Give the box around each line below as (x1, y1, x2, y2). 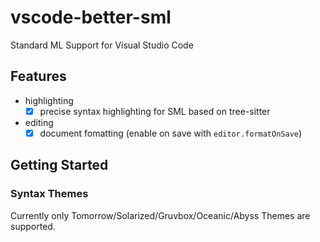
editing (24, 116, 54, 128)
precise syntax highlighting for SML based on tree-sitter (39, 105, 271, 117)
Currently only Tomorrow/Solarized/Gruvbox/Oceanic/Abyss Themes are (10, 209, 311, 221)
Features (10, 68, 67, 85)
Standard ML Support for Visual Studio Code (10, 39, 194, 51)
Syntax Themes (10, 187, 89, 201)
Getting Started (10, 157, 109, 174)
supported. (10, 220, 56, 232)
